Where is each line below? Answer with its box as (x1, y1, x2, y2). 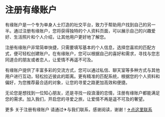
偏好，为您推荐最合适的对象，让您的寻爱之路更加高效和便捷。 (5, 79, 130, 85)
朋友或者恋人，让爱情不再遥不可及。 (22, 57, 96, 62)
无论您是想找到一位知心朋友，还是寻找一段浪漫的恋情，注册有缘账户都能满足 (5, 89, 160, 96)
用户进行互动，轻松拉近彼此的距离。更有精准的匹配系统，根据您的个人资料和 (5, 73, 160, 79)
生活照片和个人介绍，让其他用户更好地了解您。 (13, 34, 109, 40)
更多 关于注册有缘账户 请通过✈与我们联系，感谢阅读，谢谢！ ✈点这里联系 (5, 106, 153, 112)
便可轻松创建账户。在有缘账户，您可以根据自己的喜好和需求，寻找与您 (13, 50, 156, 57)
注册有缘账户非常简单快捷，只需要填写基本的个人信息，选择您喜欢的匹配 (5, 44, 151, 50)
